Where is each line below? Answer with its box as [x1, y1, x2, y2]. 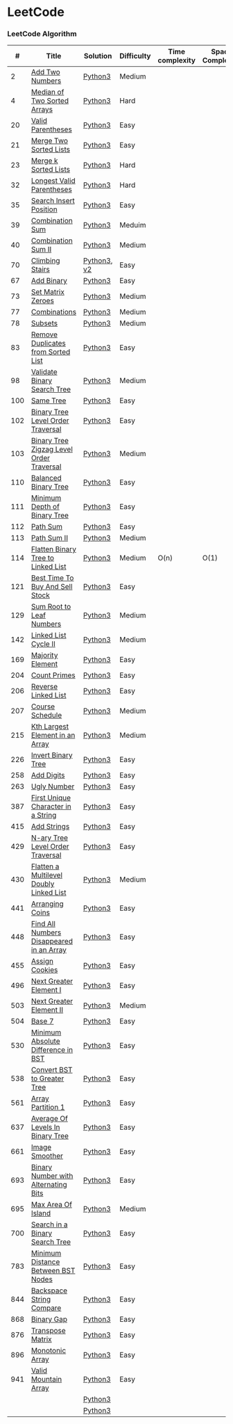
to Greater [31, 1074, 64, 1083]
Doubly [31, 879, 55, 889]
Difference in [31, 1045, 74, 1055]
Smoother [31, 1151, 64, 1161]
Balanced [31, 474, 62, 483]
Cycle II [31, 639, 55, 649]
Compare [31, 1303, 62, 1313]
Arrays [31, 105, 53, 115]
